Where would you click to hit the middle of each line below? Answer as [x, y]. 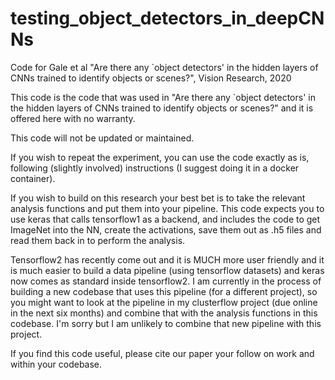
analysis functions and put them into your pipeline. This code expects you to [167, 208]
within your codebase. [56, 364]
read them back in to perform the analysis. [98, 240]
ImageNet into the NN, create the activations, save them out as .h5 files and [166, 229]
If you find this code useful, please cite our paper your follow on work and [162, 353]
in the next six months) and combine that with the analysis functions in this [164, 313]
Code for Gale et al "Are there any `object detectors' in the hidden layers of [164, 67]
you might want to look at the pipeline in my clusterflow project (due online [164, 302]
